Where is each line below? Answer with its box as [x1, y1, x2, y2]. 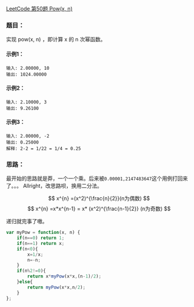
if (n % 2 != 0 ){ [17, 268, 46, 274]
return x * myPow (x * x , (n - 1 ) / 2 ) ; [27, 273, 101, 279]
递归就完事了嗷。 [6, 218, 48, 225]
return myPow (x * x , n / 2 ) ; [27, 284, 86, 290]
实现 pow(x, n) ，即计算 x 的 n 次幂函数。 [6, 36, 106, 43]
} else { [17, 279, 33, 285]
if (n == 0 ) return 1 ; [17, 235, 65, 241]
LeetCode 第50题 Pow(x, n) [6, 5, 73, 12]
